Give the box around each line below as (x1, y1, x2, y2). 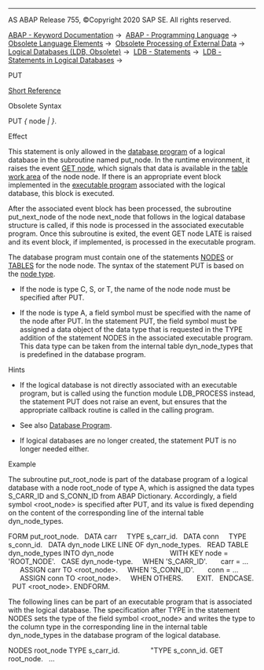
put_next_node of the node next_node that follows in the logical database (8, 212, 246, 221)
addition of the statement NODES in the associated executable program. (19, 333, 253, 342)
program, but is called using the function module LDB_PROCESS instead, (19, 388, 255, 398)
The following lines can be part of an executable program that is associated (8, 597, 253, 606)
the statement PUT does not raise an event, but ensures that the (19, 397, 228, 406)
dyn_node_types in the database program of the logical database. (8, 631, 222, 639)
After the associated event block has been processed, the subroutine (8, 204, 232, 213)
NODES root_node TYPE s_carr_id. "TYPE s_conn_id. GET (8, 646, 224, 655)
